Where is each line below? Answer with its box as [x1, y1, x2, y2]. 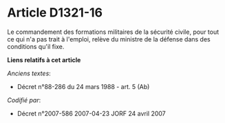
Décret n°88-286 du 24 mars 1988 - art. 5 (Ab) [17, 82, 150, 91]
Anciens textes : [7, 69, 52, 77]
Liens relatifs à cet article [7, 55, 81, 64]
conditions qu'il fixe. [7, 42, 65, 50]
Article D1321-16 [7, 5, 103, 21]
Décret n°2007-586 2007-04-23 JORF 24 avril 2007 [17, 109, 167, 117]
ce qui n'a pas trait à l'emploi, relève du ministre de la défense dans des [7, 35, 211, 43]
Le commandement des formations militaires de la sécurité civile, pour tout [7, 28, 219, 36]
